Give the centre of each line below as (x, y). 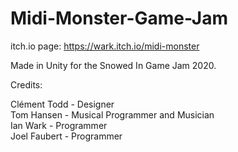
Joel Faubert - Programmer (66, 136)
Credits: (26, 84)
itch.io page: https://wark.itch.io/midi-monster (105, 46)
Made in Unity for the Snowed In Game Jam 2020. (113, 65)
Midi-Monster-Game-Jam (119, 18)
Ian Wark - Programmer (59, 125)
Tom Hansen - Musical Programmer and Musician (112, 114)
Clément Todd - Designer (62, 104)
